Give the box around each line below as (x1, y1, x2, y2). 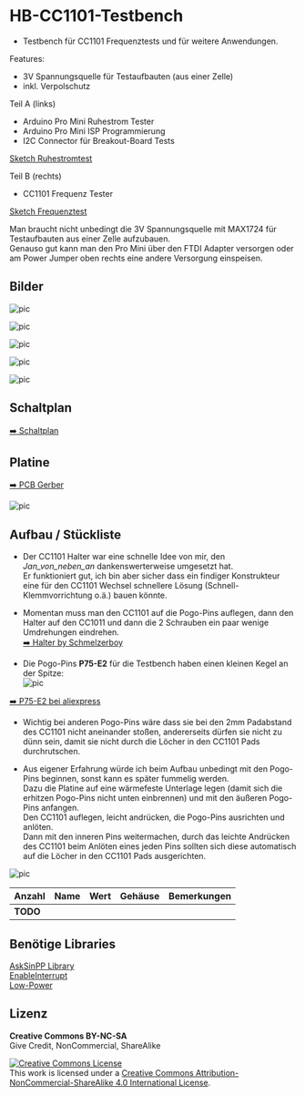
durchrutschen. (22, 746, 81, 757)
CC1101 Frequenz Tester (22, 188, 114, 199)
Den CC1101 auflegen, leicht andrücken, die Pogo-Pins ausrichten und (22, 812, 285, 823)
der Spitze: (22, 668, 64, 679)
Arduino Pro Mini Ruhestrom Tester (22, 116, 155, 127)
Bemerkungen (168, 890, 232, 903)
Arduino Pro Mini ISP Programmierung (22, 125, 166, 137)
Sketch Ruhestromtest (9, 152, 93, 164)
